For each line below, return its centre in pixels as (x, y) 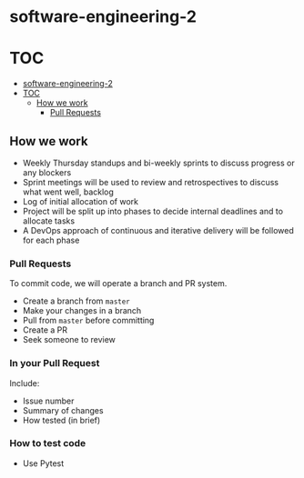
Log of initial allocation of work (81, 201)
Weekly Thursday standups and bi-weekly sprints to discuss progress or (158, 163)
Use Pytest (43, 463)
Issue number (48, 401)
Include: (25, 383)
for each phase (51, 240)
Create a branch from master (76, 301)
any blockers (47, 172)
